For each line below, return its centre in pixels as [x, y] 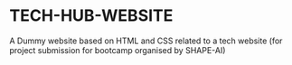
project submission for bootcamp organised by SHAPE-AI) [118, 50]
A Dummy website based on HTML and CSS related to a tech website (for [146, 41]
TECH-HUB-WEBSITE [91, 16]
